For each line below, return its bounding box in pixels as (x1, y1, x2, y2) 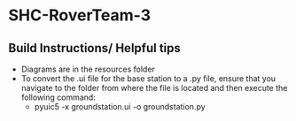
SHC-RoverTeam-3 (8, 5, 152, 26)
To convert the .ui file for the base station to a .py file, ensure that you (20, 73, 277, 84)
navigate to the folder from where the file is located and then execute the (20, 83, 288, 93)
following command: (20, 92, 97, 102)
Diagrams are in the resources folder (20, 64, 156, 74)
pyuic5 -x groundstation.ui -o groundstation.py (34, 102, 206, 111)
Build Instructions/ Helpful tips (8, 41, 181, 56)
